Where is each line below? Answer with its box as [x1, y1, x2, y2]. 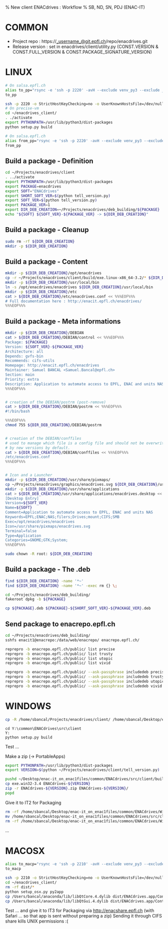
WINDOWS [5, 700, 51, 712]
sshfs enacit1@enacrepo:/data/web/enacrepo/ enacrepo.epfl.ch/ [5, 637, 140, 642]
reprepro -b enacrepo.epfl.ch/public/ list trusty [5, 651, 113, 656]
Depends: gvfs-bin [5, 354, 43, 359]
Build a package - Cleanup [5, 226, 89, 234]
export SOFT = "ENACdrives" [5, 189, 59, 194]
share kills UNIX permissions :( [5, 918, 68, 924]
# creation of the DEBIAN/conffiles [5, 436, 81, 441]
